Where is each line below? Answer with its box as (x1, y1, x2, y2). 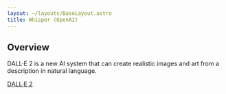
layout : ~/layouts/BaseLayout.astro (7, 10, 112, 17)
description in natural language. (7, 67, 98, 75)
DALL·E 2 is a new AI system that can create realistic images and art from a (7, 59, 220, 68)
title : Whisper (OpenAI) (7, 16, 78, 23)
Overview (7, 42, 50, 53)
